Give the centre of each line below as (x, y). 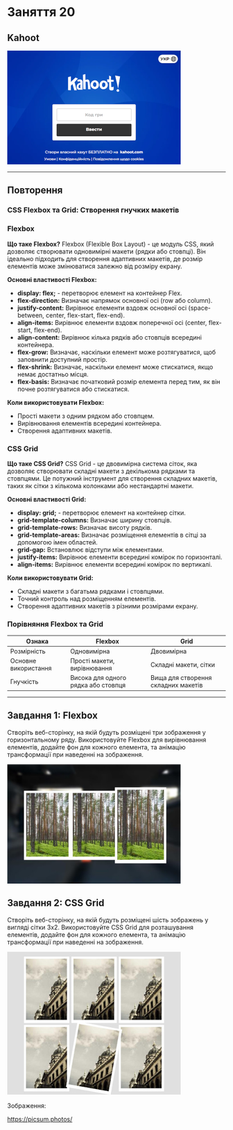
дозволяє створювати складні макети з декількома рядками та (101, 471)
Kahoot (23, 38)
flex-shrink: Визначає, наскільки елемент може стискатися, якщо (115, 367)
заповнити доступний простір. (62, 359)
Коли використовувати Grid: (50, 578)
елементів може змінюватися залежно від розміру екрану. (95, 266)
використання (31, 668)
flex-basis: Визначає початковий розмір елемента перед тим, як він (119, 381)
